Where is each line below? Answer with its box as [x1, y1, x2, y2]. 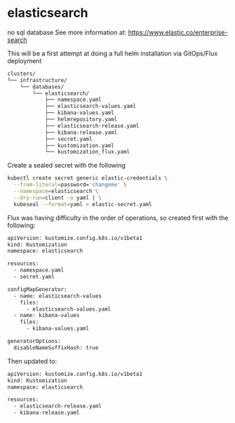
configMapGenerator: [7, 286, 68, 293]
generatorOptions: [7, 338, 61, 345]
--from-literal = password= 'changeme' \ [13, 181, 128, 189]
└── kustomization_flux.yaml [44, 149, 130, 156]
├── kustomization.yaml [44, 142, 114, 149]
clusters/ [7, 70, 36, 77]
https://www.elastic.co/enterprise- [128, 28, 228, 36]
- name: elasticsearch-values [13, 293, 102, 300]
